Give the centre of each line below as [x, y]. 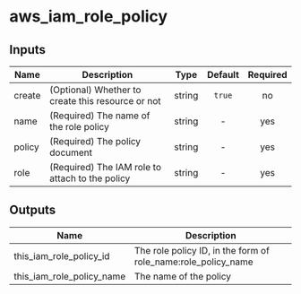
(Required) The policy [95, 141]
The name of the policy [182, 276]
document [70, 152]
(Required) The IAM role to [105, 167]
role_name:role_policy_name [193, 262]
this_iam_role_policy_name [70, 276]
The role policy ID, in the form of [202, 250]
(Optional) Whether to [95, 90]
